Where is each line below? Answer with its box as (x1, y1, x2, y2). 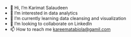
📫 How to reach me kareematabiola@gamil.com (10, 26, 111, 32)
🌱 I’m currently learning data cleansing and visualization (10, 15, 126, 21)
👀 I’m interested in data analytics (10, 10, 78, 16)
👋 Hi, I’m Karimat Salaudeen (10, 5, 68, 10)
